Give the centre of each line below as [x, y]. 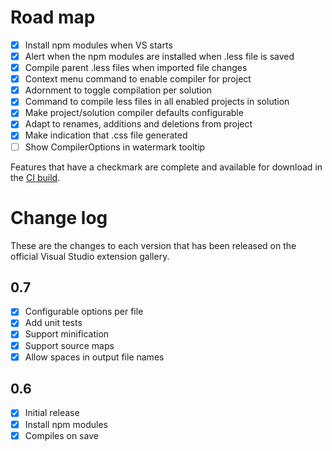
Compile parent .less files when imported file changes [136, 68]
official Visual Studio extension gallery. [90, 256]
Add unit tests [53, 323]
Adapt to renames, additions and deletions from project [138, 124]
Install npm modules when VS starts [98, 45]
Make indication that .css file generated [106, 135]
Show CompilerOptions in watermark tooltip [115, 147]
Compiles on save [61, 435]
